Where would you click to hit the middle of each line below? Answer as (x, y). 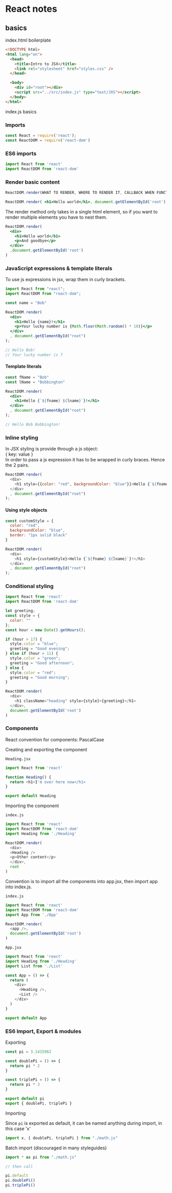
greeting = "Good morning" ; (40, 677)
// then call (19, 1166)
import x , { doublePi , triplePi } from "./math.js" (61, 1138)
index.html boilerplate (28, 40)
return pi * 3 (25, 1085)
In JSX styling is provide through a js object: (52, 449)
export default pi (25, 1099)
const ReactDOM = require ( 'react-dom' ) (48, 140)
